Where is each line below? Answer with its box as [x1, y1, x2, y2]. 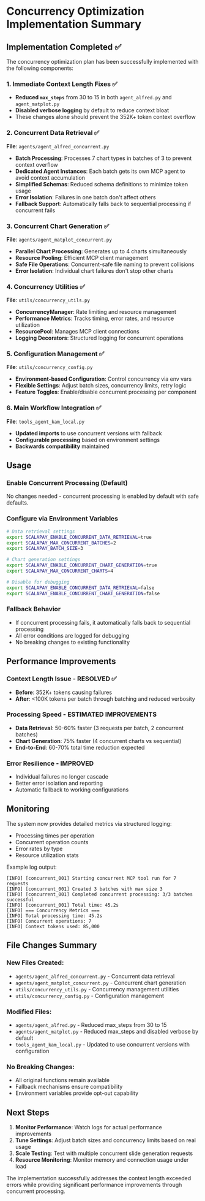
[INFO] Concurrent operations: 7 [6, 918, 92, 924]
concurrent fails [15, 207, 56, 214]
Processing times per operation [15, 832, 95, 839]
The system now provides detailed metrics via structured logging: [6, 820, 172, 827]
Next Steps [6, 1107, 50, 1118]
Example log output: [6, 863, 57, 871]
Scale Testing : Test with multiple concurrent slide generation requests [15, 1150, 193, 1157]
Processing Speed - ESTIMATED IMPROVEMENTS [6, 710, 157, 719]
